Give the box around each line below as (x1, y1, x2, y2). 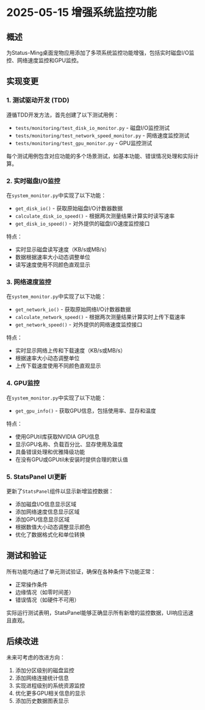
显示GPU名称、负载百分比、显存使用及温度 (15, 440, 123, 448)
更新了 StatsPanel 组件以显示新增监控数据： (6, 487, 114, 495)
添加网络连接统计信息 (15, 674, 69, 681)
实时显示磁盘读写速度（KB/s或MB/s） (15, 245, 110, 253)
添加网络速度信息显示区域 (15, 507, 80, 515)
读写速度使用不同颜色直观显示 (15, 260, 90, 268)
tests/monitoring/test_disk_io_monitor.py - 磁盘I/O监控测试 (15, 124, 170, 131)
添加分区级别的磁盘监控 (15, 666, 74, 674)
